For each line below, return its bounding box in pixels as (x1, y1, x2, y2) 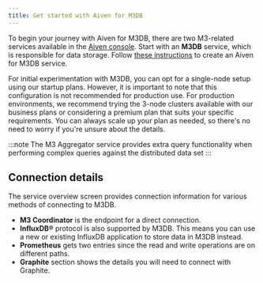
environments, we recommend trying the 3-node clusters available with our (8, 99, 254, 108)
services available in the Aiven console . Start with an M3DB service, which (8, 41, 251, 51)
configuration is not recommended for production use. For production (8, 90, 235, 100)
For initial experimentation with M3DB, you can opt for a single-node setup (8, 74, 251, 83)
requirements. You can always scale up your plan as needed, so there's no (8, 115, 251, 125)
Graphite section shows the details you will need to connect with (19, 258, 231, 267)
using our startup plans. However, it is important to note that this (8, 82, 217, 92)
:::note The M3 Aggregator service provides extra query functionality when (8, 139, 253, 149)
